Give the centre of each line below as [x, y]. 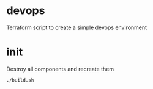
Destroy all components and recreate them [60, 69]
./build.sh [20, 80]
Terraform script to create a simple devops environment [77, 27]
